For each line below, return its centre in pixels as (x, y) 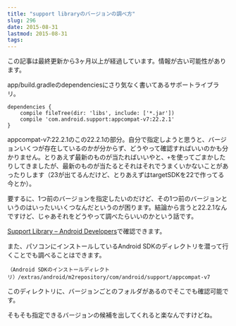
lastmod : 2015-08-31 (38, 34)
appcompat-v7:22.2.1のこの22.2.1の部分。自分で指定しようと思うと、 (108, 140)
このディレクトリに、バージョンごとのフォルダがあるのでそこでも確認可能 (115, 291)
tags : (15, 40)
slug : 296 (22, 20)
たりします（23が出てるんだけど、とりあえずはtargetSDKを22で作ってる (119, 175)
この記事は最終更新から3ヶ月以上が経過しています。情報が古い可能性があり (117, 61)
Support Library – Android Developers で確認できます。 (87, 231)
